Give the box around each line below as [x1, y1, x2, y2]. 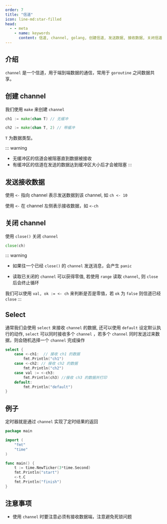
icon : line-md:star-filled [5, 17, 62, 22]
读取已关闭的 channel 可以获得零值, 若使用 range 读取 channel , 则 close [12, 273, 158, 279]
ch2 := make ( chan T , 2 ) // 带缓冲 [5, 125, 75, 131]
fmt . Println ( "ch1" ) [23, 356, 64, 362]
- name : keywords [14, 31, 51, 36]
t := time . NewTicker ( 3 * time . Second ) [14, 465, 91, 470]
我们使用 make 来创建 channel [5, 106, 65, 112]
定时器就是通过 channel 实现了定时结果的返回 [5, 418, 98, 425]
